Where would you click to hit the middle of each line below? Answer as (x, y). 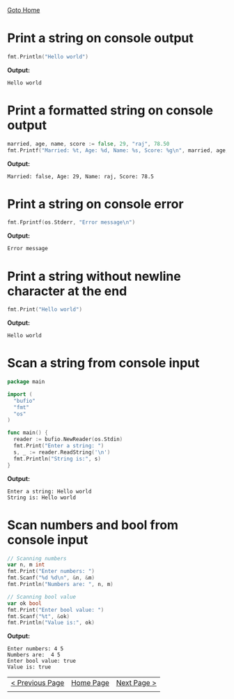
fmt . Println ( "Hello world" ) (48, 56)
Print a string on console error (95, 204)
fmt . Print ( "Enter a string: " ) (59, 446)
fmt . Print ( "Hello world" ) (45, 309)
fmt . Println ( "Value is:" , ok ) (51, 623)
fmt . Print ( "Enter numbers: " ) (51, 571)
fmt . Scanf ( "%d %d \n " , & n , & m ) (51, 578)
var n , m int (26, 565)
